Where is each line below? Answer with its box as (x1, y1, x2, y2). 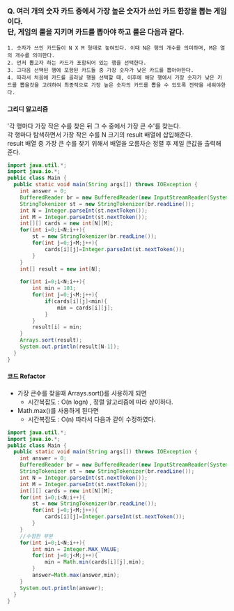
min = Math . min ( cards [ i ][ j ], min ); (44, 559, 145, 566)
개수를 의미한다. (15, 52, 55, 59)
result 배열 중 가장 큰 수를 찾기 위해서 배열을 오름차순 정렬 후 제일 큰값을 (7, 139, 203, 147)
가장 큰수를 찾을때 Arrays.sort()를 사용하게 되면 (17, 389, 148, 397)
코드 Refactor (7, 372, 46, 381)
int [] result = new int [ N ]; (19, 265, 101, 273)
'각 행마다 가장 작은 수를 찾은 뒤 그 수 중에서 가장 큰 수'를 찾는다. (7, 121, 181, 130)
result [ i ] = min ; (32, 324, 82, 331)
